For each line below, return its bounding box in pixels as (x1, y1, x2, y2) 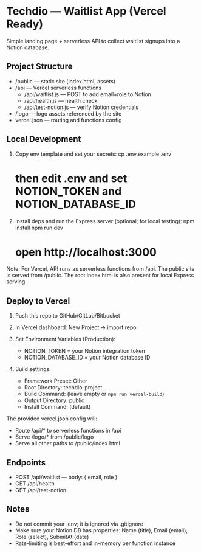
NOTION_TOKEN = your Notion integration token (24, 347, 146, 355)
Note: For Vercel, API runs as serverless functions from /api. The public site (6, 265, 195, 273)
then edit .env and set (15, 172, 128, 185)
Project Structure (6, 61, 73, 72)
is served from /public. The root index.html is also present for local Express (6, 272, 194, 279)
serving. (6, 278, 27, 285)
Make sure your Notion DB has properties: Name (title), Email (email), (15, 526, 188, 534)
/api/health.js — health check (24, 97, 98, 104)
